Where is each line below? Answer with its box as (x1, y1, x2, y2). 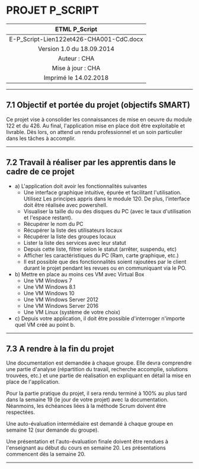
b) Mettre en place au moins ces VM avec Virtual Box (14, 270, 145, 277)
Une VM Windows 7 (23, 277, 72, 284)
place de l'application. (6, 378, 60, 385)
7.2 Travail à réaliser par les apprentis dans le (6, 158, 176, 168)
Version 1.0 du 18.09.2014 (38, 44, 114, 53)
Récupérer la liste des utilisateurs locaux (23, 226, 123, 234)
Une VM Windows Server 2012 (23, 296, 99, 303)
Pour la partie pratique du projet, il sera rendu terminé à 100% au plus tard (6, 390, 187, 397)
